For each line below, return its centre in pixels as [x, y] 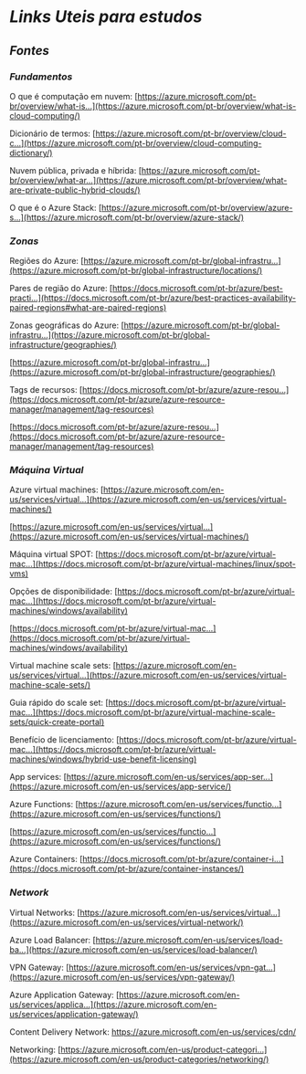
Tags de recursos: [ [46, 390]
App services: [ [38, 777]
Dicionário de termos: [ [53, 133]
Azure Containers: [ [46, 859]
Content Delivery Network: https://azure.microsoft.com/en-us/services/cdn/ [153, 1032]
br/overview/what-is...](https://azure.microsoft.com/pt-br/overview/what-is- [153, 106]
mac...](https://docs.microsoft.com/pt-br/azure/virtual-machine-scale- [142, 712]
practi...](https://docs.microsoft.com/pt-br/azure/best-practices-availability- [153, 298]
